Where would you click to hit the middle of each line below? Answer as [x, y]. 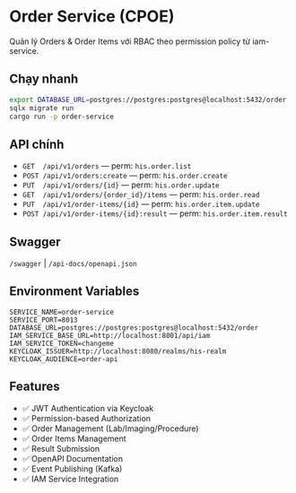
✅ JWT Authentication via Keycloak [88, 408]
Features [35, 387]
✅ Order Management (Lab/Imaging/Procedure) [110, 428]
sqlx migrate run [42, 108]
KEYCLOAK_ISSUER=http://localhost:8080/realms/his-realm [118, 351]
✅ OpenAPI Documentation [73, 458]
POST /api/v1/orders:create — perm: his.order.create [125, 176]
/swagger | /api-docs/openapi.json [73, 263]
